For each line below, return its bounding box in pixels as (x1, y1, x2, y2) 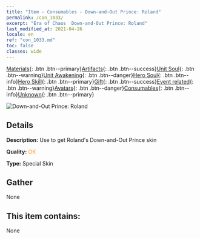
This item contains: (6, 210, 81, 221)
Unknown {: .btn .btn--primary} (18, 90, 95, 98)
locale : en (6, 32, 34, 38)
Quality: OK (6, 148, 36, 155)
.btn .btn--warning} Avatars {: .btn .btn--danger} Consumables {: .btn (6, 84, 174, 92)
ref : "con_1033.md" (6, 37, 56, 43)
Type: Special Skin (6, 160, 53, 167)
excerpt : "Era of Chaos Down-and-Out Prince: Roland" (6, 20, 148, 26)
